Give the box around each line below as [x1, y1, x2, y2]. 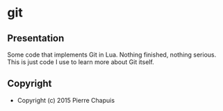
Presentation [7, 32, 65, 44]
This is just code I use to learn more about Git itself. [7, 58, 154, 66]
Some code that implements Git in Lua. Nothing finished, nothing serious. [7, 50, 217, 59]
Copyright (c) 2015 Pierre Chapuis [17, 96, 115, 104]
